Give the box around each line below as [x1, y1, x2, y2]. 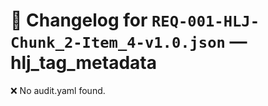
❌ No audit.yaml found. [10, 84, 106, 96]
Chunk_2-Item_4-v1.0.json [10, 34, 226, 53]
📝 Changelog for [10, 9, 148, 32]
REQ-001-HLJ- [151, 12, 260, 31]
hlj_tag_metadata [10, 52, 157, 74]
